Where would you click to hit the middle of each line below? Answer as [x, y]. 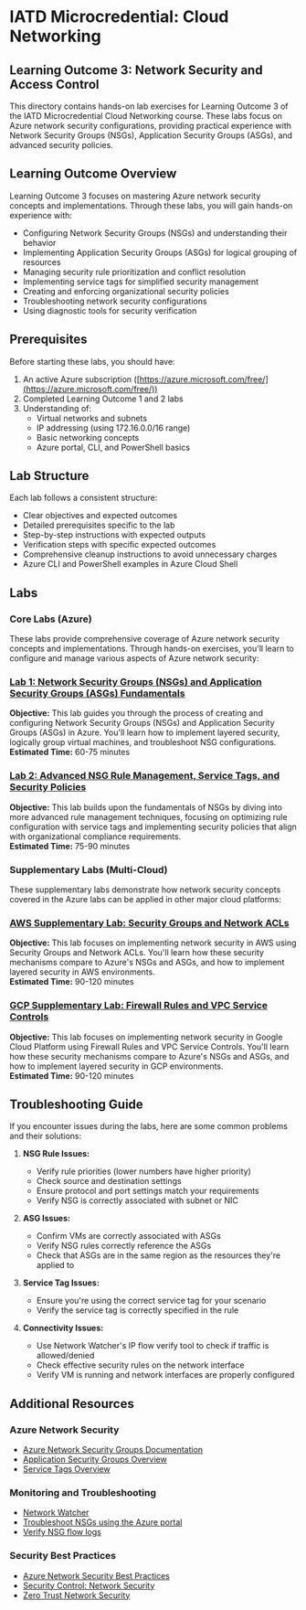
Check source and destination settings [109, 1181]
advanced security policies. [62, 145]
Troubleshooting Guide [76, 1104]
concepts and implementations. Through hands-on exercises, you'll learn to [152, 649]
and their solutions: [46, 1136]
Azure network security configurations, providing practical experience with [151, 126]
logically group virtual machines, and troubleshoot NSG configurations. [143, 742]
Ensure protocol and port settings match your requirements [148, 1191]
